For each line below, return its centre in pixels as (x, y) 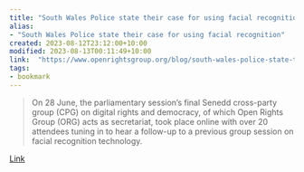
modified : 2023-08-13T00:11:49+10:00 (81, 52)
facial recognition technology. (87, 140)
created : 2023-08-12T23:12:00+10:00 (78, 43)
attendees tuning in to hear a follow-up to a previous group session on (162, 131)
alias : (22, 26)
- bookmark (30, 77)
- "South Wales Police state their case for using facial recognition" (147, 34)
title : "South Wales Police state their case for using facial (131, 18)
